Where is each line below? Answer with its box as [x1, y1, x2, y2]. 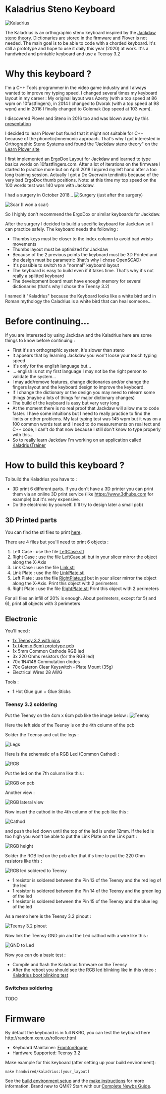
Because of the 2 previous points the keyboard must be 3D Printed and [12, 251, 158, 257]
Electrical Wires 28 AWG [12, 669, 63, 675]
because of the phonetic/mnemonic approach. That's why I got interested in [5, 135, 161, 141]
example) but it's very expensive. [12, 496, 80, 502]
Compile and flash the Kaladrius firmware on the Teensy [12, 961, 127, 967]
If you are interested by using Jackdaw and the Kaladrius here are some [5, 332, 152, 338]
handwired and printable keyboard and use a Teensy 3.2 [5, 51, 120, 57]
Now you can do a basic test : [5, 952, 66, 958]
